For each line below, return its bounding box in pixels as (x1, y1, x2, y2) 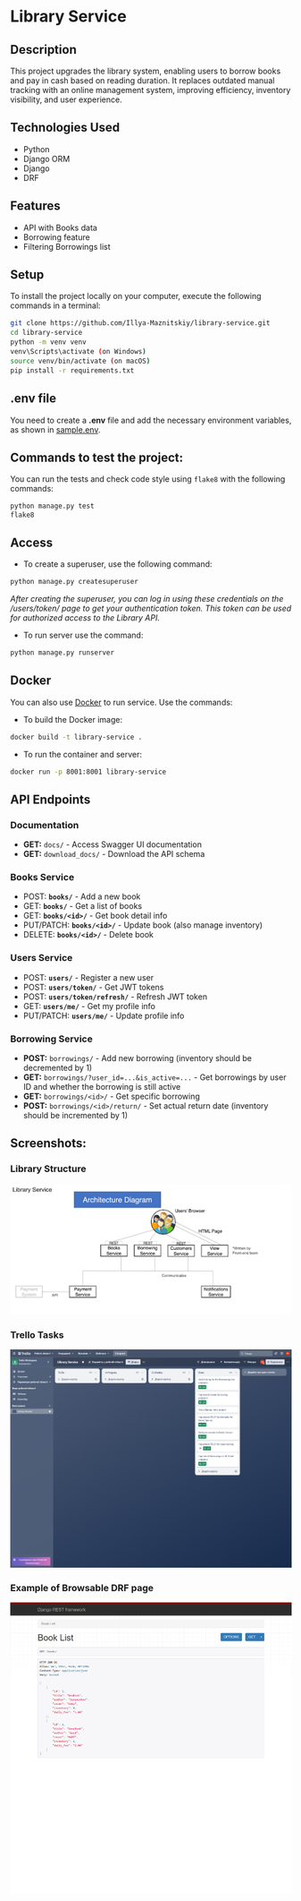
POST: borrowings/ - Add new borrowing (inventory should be (22, 1053, 253, 1064)
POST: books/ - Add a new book (22, 891, 141, 902)
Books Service (10, 871, 75, 884)
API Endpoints (10, 792, 91, 807)
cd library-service (10, 329, 83, 338)
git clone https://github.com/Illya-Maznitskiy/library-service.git (10, 319, 271, 328)
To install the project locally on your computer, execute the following (10, 291, 262, 302)
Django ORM (22, 153, 71, 164)
